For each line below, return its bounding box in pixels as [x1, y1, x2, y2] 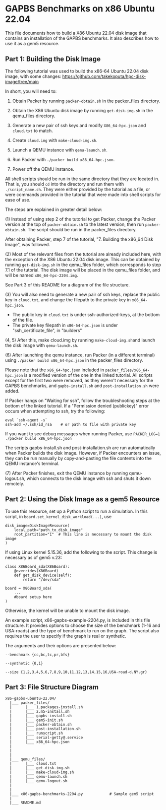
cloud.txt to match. [12, 128, 53, 134]
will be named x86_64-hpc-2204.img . [5, 272, 78, 278]
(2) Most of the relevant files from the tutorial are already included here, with [5, 251, 162, 257]
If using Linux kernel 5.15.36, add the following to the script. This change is [5, 549, 158, 555]
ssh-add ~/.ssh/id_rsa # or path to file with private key [5, 422, 136, 427]
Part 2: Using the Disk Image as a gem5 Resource [5, 495, 160, 504]
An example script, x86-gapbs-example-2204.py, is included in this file [5, 617, 151, 623]
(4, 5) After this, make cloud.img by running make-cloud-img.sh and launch [5, 337, 156, 343]
